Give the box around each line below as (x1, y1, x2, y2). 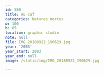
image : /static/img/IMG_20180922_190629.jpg (5, 58, 99, 63)
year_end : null (5, 53, 37, 59)
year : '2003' (5, 44, 32, 49)
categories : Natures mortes (5, 16, 64, 21)
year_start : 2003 (5, 49, 41, 54)
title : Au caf (5, 12, 35, 17)
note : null (5, 35, 28, 40)
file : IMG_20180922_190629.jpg (5, 40, 70, 45)
